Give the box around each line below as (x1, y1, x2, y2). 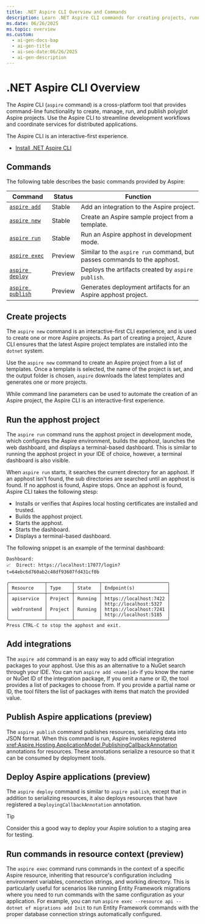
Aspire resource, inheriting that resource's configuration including (6, 871, 172, 879)
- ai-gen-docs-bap (12, 37, 59, 43)
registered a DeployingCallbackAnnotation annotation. (6, 801, 142, 809)
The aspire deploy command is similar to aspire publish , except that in (6, 788, 187, 795)
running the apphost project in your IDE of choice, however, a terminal (6, 450, 182, 457)
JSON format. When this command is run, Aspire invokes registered (6, 735, 176, 742)
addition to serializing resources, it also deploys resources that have (6, 794, 178, 802)
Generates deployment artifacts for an (81, 283, 190, 291)
